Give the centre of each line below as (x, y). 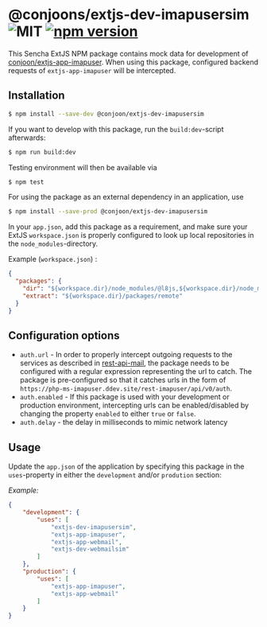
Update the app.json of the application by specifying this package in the (126, 466)
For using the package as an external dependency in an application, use (126, 197)
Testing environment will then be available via (83, 167)
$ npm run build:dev (43, 152)
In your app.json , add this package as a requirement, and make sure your (128, 227)
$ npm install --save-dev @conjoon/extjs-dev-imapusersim (106, 114)
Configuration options (64, 335)
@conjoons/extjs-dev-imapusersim (129, 15)
